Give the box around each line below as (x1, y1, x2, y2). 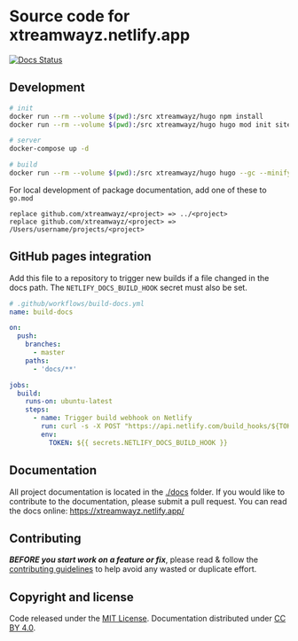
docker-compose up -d (9, 145, 90, 153)
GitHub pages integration (9, 249, 153, 264)
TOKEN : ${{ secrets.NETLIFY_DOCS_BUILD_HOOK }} (48, 438, 228, 447)
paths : (25, 356, 50, 365)
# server (9, 136, 42, 145)
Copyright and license (9, 590, 135, 605)
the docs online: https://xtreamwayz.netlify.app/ (9, 505, 184, 516)
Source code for (9, 6, 130, 27)
